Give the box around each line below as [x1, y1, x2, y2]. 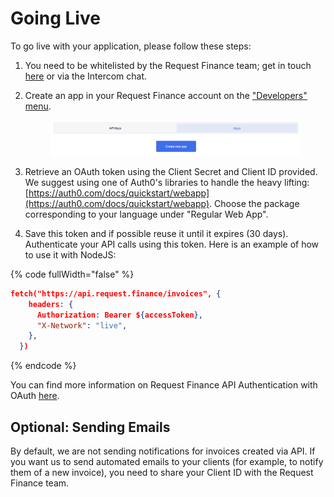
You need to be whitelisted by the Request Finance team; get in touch [24, 59, 312, 71]
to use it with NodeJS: [24, 248, 117, 261]
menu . [24, 100, 52, 112]
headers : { [28, 299, 74, 309]
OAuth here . [10, 390, 60, 402]
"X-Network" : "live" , [36, 320, 128, 331]
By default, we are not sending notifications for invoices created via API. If [10, 445, 316, 457]
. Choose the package [209, 197, 300, 209]
